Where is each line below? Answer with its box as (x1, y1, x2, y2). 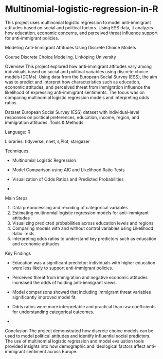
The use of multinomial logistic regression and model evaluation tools (5, 338, 145, 344)
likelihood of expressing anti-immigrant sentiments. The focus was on (5, 89, 145, 95)
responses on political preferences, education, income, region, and (5, 114, 140, 120)
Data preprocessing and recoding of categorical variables (12, 204, 128, 210)
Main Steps (5, 195, 28, 201)
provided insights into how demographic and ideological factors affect (5, 343, 146, 349)
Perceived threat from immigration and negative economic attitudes (12, 274, 148, 280)
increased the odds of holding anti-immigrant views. (12, 279, 117, 285)
